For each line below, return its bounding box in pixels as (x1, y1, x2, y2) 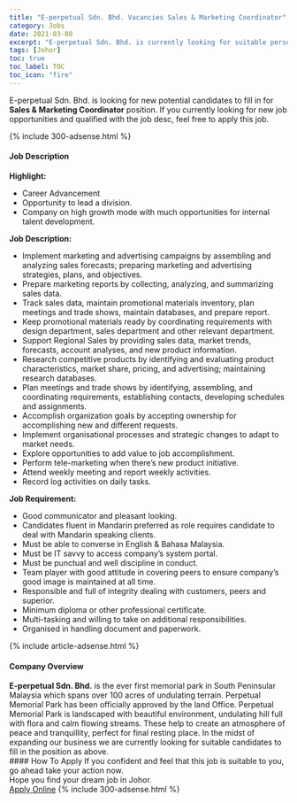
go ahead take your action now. (9, 765, 124, 776)
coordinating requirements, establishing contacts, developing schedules (21, 391, 286, 402)
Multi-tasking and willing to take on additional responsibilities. (21, 614, 247, 624)
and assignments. (21, 400, 87, 412)
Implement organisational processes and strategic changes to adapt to (21, 429, 279, 439)
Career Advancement (21, 188, 101, 198)
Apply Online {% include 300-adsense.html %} (9, 784, 180, 795)
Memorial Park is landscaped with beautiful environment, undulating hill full (9, 709, 283, 720)
